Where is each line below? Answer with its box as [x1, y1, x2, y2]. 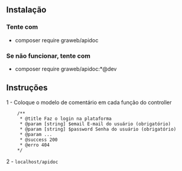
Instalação [6, 5, 47, 15]
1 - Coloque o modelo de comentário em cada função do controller [6, 99, 172, 106]
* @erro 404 [19, 141, 50, 148]
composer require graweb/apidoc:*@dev [14, 65, 117, 72]
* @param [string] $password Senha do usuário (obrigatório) [19, 126, 177, 132]
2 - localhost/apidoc [6, 158, 58, 165]
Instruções [6, 82, 48, 93]
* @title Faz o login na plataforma [19, 116, 112, 122]
